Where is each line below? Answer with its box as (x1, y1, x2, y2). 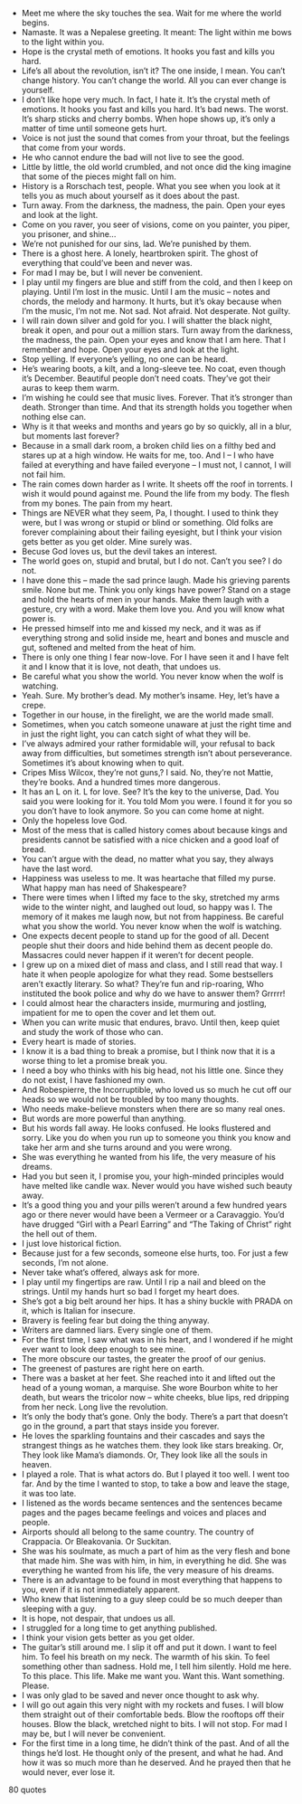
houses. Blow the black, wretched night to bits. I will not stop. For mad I (21, 1719, 288, 1729)
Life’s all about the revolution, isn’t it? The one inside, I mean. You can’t (21, 65, 286, 76)
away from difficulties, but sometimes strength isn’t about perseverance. (21, 748, 293, 758)
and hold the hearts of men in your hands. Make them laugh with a (21, 594, 269, 604)
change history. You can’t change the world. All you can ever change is (21, 75, 287, 85)
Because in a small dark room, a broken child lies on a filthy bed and (21, 441, 277, 451)
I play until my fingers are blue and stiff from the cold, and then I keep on (21, 277, 293, 288)
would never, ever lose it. (21, 1767, 115, 1777)
